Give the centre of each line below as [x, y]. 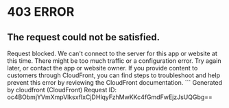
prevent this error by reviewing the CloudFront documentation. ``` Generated [115, 82]
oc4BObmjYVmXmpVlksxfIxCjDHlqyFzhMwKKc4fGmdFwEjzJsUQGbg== [110, 97]
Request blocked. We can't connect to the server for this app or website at [112, 53]
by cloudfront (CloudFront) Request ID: [62, 90]
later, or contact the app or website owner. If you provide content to [103, 68]
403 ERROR [41, 12]
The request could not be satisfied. [83, 37]
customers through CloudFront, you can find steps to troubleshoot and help [114, 75]
